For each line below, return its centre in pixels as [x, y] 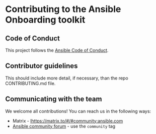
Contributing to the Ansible [63, 9]
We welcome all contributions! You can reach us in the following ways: [78, 111]
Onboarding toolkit [45, 20]
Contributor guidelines [42, 66]
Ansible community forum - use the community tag [64, 126]
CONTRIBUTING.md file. [30, 83]
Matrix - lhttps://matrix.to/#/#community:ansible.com [68, 120]
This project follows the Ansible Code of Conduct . [57, 50]
